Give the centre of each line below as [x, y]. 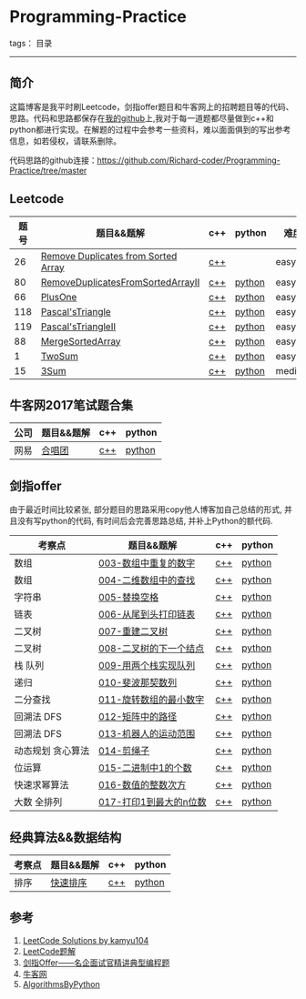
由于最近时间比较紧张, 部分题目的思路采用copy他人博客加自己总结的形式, [146, 510]
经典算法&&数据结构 [66, 838]
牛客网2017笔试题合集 [71, 405]
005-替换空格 [129, 598]
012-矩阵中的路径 [138, 717]
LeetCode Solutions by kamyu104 [86, 940]
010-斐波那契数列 [138, 682]
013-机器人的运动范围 [147, 734]
